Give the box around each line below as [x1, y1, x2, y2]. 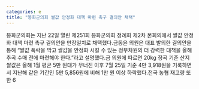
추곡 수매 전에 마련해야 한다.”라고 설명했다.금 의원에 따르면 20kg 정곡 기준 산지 [6, 54, 190, 61]
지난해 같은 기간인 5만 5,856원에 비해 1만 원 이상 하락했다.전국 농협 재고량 [12, 69, 185, 76]
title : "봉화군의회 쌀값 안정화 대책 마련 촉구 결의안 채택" [6, 14, 136, 20]
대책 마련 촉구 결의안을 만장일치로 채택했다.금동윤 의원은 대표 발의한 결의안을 [12, 39, 192, 46]
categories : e [6, 8, 42, 15]
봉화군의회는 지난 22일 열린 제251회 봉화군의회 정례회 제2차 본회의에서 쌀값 [6, 31, 183, 39]
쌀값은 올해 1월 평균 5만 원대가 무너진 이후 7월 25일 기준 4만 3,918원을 [6, 61, 171, 69]
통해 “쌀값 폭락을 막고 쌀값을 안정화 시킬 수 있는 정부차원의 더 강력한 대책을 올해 [6, 46, 192, 54]
